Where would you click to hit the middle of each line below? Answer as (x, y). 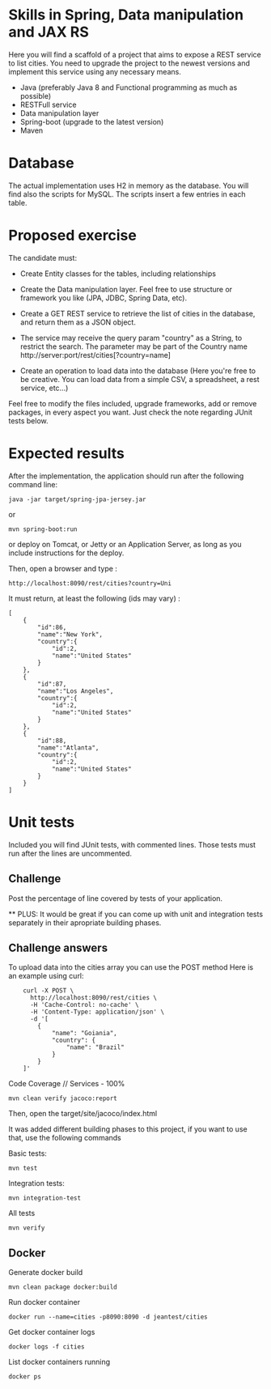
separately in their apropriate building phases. (85, 922)
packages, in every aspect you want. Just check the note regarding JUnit (131, 412)
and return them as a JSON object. (78, 322)
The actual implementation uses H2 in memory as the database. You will (129, 185)
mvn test (23, 1168)
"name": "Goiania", (84, 1034)
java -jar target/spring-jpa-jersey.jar (78, 499)
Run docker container (44, 1302)
